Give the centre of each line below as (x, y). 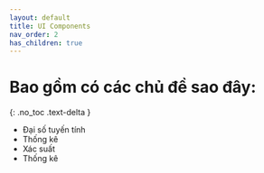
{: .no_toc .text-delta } (50, 113)
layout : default (40, 18)
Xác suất (39, 149)
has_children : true (46, 43)
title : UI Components (50, 26)
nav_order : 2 (34, 34)
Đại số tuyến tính (54, 130)
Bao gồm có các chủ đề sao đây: (133, 87)
